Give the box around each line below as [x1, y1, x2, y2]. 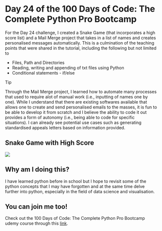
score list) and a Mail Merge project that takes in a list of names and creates [5, 35, 156, 41]
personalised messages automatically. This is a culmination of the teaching [5, 40, 155, 46]
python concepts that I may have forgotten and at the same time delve [5, 183, 145, 189]
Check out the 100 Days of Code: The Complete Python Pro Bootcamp [5, 216, 145, 221]
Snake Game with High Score [5, 139, 94, 147]
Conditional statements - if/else [12, 70, 75, 76]
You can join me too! [5, 202, 68, 211]
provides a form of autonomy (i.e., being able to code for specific [5, 114, 135, 120]
